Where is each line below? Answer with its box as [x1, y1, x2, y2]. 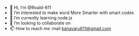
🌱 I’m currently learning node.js [9, 15, 73, 20]
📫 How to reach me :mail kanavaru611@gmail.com [9, 26, 111, 31]
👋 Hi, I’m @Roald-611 [9, 5, 52, 10]
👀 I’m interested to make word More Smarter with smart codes [9, 10, 134, 16]
